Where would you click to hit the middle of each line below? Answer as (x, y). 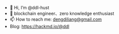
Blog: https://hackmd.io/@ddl (40, 26)
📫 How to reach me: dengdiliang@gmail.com (56, 19)
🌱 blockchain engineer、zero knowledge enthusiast (62, 13)
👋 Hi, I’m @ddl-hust (30, 8)
